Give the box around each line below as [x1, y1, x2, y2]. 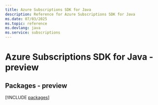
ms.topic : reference [5, 21, 48, 26]
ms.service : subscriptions [5, 30, 61, 35]
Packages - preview [5, 81, 67, 90]
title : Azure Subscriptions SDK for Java [5, 7, 92, 12]
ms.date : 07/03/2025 [5, 16, 48, 21]
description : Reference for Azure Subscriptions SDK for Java [5, 12, 135, 17]
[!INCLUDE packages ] [5, 95, 50, 100]
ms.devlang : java [5, 26, 41, 31]
